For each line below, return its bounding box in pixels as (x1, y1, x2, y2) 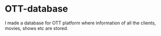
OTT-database (5, 3, 68, 15)
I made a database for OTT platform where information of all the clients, (5, 20, 156, 26)
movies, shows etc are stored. (5, 25, 69, 31)
